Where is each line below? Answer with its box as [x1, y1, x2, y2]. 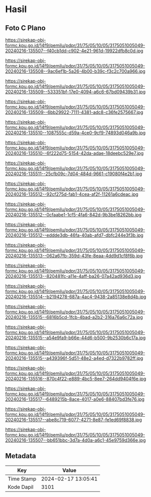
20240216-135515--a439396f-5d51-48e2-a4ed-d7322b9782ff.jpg [5, 355, 143, 361]
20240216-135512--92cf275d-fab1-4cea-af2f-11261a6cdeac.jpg [5, 191, 138, 197]
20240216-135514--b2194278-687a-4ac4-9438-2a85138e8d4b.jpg [5, 294, 146, 300]
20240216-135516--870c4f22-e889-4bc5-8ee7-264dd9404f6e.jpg [5, 376, 146, 381]
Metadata [5, 452, 36, 460]
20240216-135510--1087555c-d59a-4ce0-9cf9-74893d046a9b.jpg [5, 130, 146, 136]
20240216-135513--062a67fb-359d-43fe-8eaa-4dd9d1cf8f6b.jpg [5, 253, 143, 258]
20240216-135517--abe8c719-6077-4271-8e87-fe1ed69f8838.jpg [5, 417, 142, 422]
